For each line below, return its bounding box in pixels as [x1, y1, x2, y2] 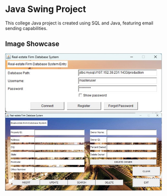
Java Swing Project [5, 3, 86, 15]
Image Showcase [5, 40, 60, 48]
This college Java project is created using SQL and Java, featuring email [5, 20, 154, 26]
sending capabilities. [5, 25, 48, 31]
